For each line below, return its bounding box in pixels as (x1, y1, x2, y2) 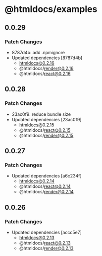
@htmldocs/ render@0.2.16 (19, 65, 74, 71)
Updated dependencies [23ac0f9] (11, 116, 82, 122)
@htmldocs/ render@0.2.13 (19, 245, 74, 251)
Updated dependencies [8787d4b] (11, 55, 83, 61)
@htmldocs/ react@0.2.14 (19, 183, 71, 189)
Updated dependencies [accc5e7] (11, 229, 82, 235)
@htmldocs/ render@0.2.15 (19, 132, 74, 138)
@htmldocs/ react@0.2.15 (19, 127, 71, 133)
